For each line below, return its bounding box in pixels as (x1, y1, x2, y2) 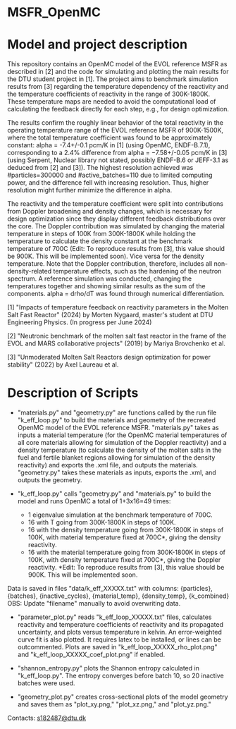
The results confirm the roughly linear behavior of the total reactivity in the (7, 118, 224, 127)
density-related (7, 267, 52, 276)
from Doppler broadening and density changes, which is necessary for (7, 207, 213, 216)
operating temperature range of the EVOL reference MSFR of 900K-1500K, (7, 126, 224, 135)
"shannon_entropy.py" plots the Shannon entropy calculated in (17, 664, 199, 673)
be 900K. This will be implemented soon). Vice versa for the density (7, 252, 204, 261)
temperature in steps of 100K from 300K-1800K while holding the (7, 230, 196, 238)
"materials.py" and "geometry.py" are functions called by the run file (17, 408, 217, 417)
